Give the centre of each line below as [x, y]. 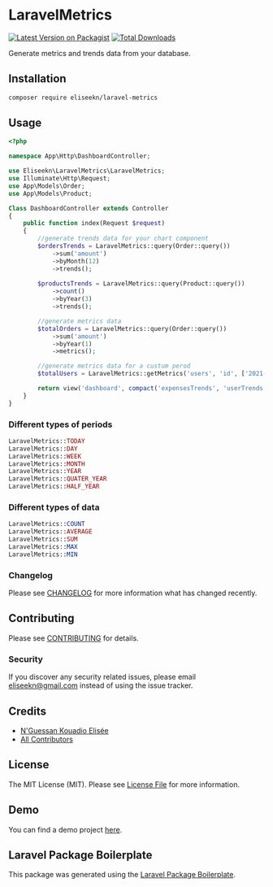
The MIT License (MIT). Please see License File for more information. [124, 784]
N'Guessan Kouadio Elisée [64, 730]
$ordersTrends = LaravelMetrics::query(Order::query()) [134, 246]
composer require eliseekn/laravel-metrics [83, 98]
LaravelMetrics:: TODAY [47, 441]
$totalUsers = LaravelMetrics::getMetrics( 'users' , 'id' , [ [141, 374]
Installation [37, 79]
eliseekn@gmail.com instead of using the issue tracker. [101, 685]
